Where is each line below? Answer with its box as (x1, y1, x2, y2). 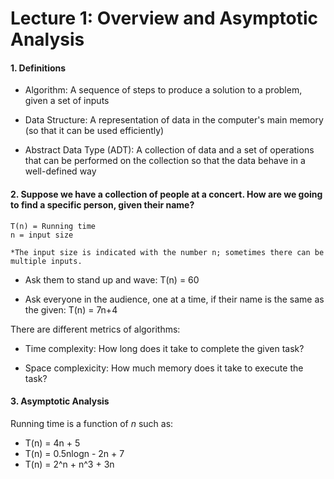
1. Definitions (10, 62, 67, 74)
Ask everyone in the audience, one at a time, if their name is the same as (24, 293, 325, 305)
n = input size (10, 230, 74, 240)
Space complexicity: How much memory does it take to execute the (24, 362, 304, 374)
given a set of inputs (24, 95, 110, 107)
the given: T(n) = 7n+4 (24, 303, 118, 316)
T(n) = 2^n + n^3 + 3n (24, 458, 115, 470)
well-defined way (24, 165, 97, 177)
